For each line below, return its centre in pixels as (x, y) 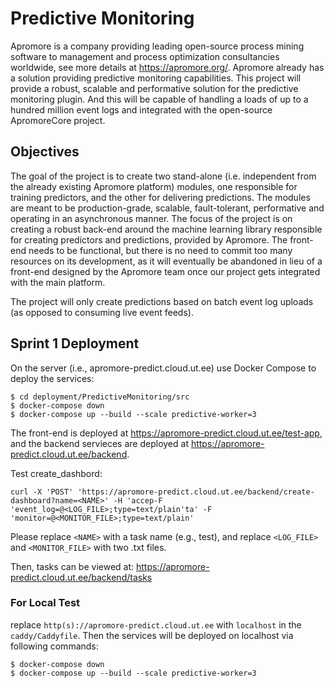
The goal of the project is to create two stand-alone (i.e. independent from (163, 176)
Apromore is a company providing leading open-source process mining (157, 46)
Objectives (45, 152)
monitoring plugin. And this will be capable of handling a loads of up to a (159, 99)
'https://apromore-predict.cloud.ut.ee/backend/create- (196, 492)
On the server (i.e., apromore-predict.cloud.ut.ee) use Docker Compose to (163, 368)
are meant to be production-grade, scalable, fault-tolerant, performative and (167, 208)
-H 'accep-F (138, 500)
